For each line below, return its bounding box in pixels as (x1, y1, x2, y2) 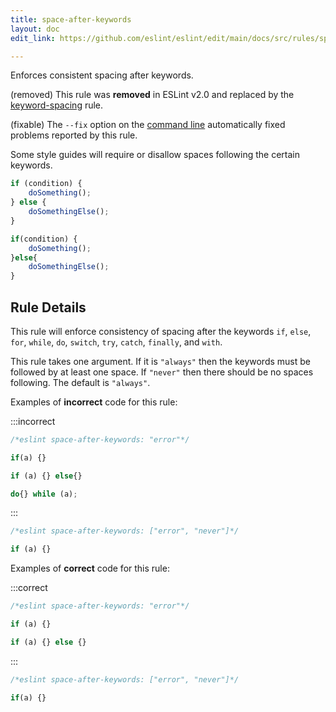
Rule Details (10, 299, 87, 316)
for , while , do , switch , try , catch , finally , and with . (10, 336, 223, 348)
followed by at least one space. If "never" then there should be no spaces (10, 366, 314, 378)
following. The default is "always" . (10, 376, 151, 388)
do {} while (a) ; (10, 489, 78, 499)
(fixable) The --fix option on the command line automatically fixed (10, 119, 286, 131)
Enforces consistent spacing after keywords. (10, 69, 194, 81)
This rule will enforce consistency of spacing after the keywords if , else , (10, 325, 312, 337)
